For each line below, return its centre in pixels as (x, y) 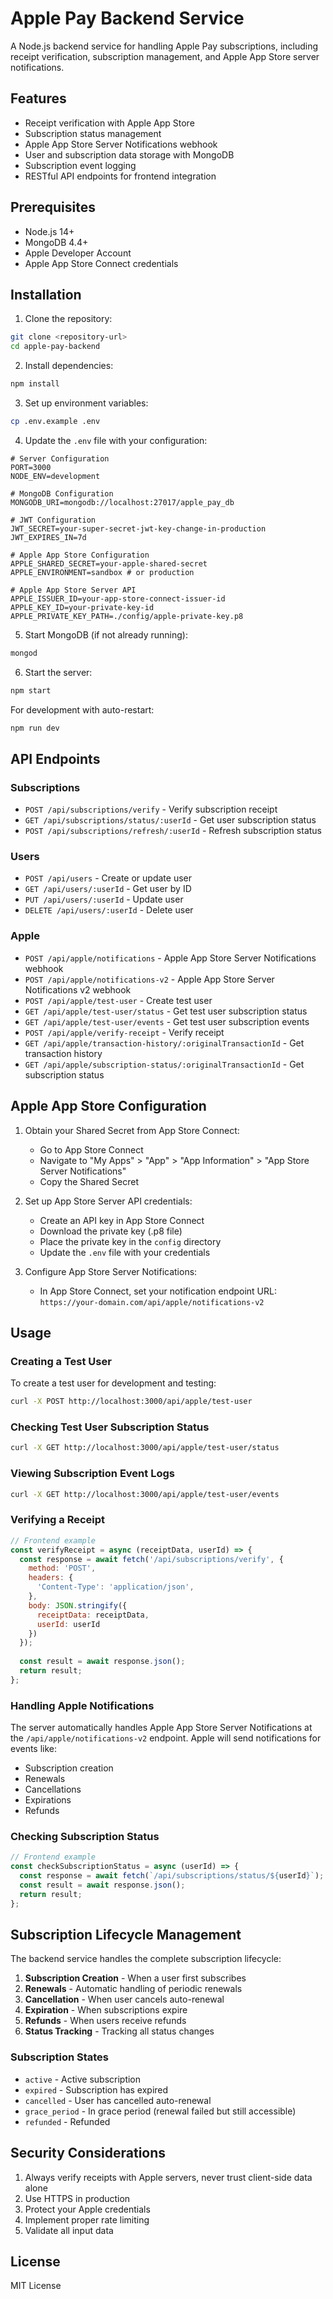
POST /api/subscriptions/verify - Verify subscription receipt (151, 809)
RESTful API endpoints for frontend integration (120, 176)
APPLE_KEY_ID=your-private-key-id (82, 607)
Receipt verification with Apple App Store (109, 123)
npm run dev (35, 728)
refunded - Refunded (67, 2121)
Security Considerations (88, 2153)
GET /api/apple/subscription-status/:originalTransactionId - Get (164, 1064)
